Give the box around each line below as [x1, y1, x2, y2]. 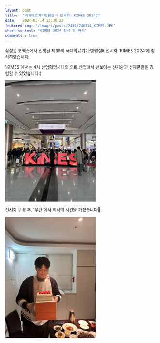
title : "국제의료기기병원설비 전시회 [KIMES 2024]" [5, 13, 101, 18]
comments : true [5, 33, 38, 38]
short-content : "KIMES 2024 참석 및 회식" [5, 28, 87, 33]
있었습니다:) [19, 70, 42, 76]
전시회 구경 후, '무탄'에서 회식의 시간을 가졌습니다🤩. [5, 207, 102, 213]
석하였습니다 [5, 54, 29, 60]
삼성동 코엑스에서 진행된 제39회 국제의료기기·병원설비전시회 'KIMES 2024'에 [5, 48, 150, 53]
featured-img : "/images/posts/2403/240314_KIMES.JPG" [5, 23, 116, 28]
